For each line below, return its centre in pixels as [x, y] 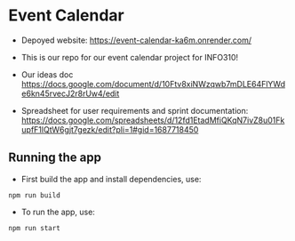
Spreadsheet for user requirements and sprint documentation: [135, 110]
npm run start [35, 228]
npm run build [35, 195]
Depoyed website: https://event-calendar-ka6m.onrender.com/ [136, 40]
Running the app [55, 158]
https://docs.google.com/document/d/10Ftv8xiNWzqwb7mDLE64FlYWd [153, 84]
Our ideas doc [47, 74]
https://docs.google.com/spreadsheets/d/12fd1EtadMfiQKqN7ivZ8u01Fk [153, 120]
